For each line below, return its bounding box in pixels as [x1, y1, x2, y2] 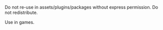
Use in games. [5, 19, 35, 25]
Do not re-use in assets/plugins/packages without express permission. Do [5, 4, 158, 10]
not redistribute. [5, 9, 38, 15]
